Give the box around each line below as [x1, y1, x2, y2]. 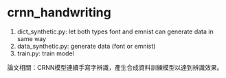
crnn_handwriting [7, 5, 111, 21]
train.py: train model [16, 49, 74, 57]
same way [16, 34, 47, 42]
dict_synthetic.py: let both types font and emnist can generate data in [16, 27, 214, 36]
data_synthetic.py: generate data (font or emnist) [16, 42, 156, 50]
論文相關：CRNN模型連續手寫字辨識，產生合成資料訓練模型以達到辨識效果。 [7, 63, 223, 71]
